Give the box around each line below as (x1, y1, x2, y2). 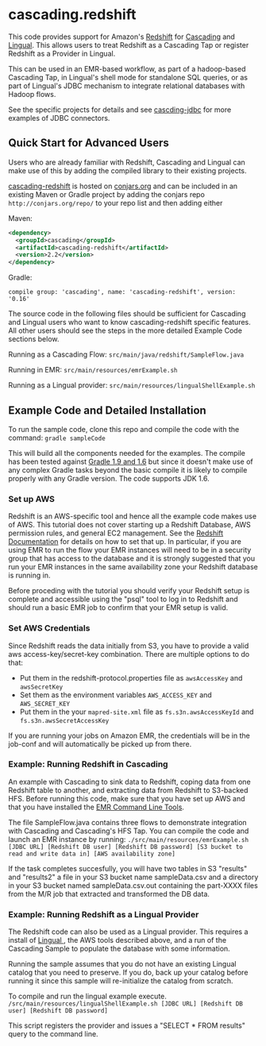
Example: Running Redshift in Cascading (8, 758, 168, 770)
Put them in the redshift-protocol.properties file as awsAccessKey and (19, 673, 243, 682)
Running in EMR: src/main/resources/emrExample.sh (8, 365, 178, 375)
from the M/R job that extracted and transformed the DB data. (8, 889, 210, 898)
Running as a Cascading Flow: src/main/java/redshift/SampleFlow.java (8, 349, 245, 359)
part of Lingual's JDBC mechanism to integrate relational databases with (8, 81, 245, 91)
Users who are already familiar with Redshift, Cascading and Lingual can (8, 157, 246, 167)
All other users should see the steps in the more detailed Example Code (8, 326, 242, 335)
